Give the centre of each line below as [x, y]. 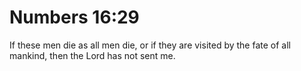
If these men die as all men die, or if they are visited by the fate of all [150, 45]
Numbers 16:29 [74, 17]
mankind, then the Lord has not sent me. [92, 55]
